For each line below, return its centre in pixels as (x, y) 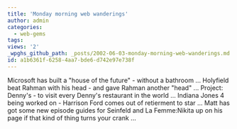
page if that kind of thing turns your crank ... (72, 118)
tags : (15, 40)
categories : (25, 27)
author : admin (28, 21)
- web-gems (30, 34)
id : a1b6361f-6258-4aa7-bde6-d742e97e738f (71, 60)
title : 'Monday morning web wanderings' (68, 14)
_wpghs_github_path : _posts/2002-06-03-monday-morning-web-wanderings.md (119, 54)
